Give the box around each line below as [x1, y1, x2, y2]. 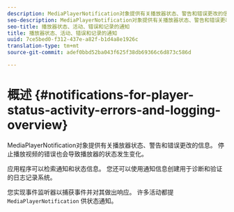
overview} [7, 117, 68, 133]
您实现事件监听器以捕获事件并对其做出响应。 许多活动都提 [7, 188, 174, 196]
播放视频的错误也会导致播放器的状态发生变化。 [13, 149, 148, 158]
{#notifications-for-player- [34, 88, 194, 103]
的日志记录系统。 [7, 173, 56, 181]
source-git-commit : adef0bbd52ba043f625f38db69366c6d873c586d [7, 49, 192, 56]
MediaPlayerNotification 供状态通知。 [7, 196, 118, 205]
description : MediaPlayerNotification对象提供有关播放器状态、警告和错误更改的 [7, 10, 224, 17]
